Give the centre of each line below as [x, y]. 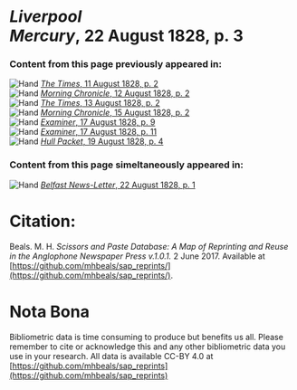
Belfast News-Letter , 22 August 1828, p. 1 [118, 185]
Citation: [43, 221]
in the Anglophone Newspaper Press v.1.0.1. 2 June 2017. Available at [137, 256]
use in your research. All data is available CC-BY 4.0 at [111, 356]
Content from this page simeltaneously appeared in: [127, 165]
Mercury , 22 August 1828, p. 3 [127, 36]
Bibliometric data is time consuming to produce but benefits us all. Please [146, 337]
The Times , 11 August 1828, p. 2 [99, 84]
